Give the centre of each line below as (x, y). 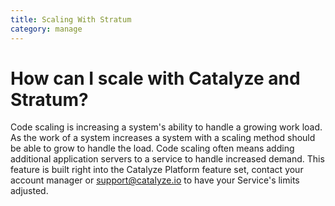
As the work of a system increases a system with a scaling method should (163, 138)
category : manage (46, 29)
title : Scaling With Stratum (71, 19)
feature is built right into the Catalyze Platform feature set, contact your (157, 170)
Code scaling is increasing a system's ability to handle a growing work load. (166, 127)
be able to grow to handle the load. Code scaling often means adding (152, 148)
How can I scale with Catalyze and (155, 78)
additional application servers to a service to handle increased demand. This (167, 159)
